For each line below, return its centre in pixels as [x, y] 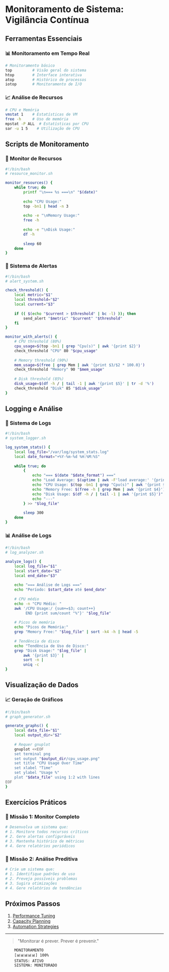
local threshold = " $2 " [37, 300]
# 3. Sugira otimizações [31, 883]
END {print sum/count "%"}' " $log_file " [68, 613]
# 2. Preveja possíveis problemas [41, 879]
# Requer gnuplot [32, 744]
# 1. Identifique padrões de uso [40, 874]
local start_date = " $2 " [38, 571]
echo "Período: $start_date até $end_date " [61, 590]
